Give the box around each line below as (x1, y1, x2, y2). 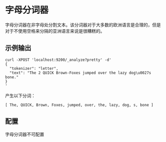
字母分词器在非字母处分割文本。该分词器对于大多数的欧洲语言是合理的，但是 (5, 22, 161, 28)
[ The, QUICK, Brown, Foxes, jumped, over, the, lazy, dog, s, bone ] (5, 102, 154, 107)
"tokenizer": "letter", (9, 66, 58, 71)
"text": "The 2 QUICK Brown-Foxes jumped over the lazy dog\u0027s (9, 70, 152, 75)
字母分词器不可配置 (5, 131, 44, 137)
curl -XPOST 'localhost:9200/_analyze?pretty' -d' (5, 57, 112, 62)
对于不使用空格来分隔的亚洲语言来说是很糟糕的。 (5, 28, 105, 34)
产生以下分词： (5, 93, 36, 98)
